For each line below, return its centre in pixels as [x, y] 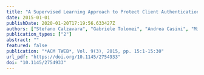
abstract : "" [23, 40]
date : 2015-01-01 [28, 18]
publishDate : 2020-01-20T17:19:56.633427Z [61, 23]
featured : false [27, 46]
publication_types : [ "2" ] [39, 34]
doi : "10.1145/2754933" [36, 62]
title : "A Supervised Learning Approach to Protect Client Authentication [103, 12]
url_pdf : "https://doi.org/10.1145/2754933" [63, 57]
